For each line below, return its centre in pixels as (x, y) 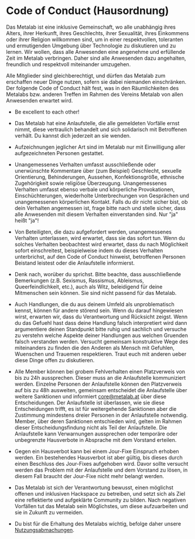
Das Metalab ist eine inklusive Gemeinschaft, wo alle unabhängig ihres (91, 27)
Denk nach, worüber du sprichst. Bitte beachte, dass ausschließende (98, 274)
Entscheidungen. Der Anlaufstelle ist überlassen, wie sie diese (90, 403)
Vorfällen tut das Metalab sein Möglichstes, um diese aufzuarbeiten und (101, 506)
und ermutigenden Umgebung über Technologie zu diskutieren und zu (91, 46)
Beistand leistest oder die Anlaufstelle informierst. (75, 263)
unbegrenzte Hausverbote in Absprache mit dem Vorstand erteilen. (95, 440)
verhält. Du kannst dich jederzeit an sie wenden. (73, 135)
